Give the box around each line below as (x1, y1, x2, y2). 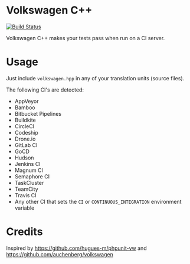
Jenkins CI (14, 160, 41, 167)
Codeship (14, 129, 38, 136)
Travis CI (14, 191, 37, 198)
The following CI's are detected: (6, 86, 84, 93)
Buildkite (14, 116, 37, 123)
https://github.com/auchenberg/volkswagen (6, 250, 113, 258)
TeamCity (14, 185, 38, 193)
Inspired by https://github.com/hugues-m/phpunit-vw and (6, 245, 147, 252)
